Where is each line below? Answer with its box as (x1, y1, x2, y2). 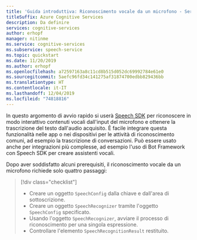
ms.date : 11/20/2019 (6, 58, 57, 63)
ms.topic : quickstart (6, 52, 59, 58)
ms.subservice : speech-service (6, 47, 83, 53)
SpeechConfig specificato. (29, 208, 91, 215)
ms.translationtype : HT (6, 80, 64, 86)
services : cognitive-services (6, 25, 80, 31)
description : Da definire (6, 19, 69, 25)
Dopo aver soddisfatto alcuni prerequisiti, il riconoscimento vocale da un (6, 161, 181, 168)
